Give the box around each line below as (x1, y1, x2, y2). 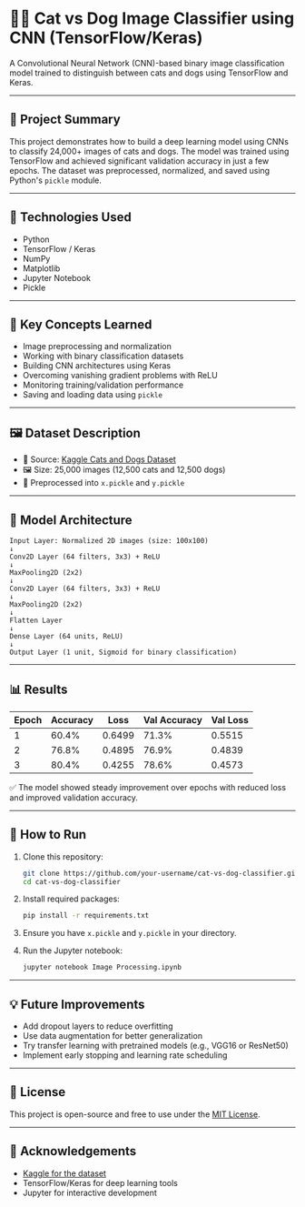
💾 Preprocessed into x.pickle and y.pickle (22, 478, 185, 488)
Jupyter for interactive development (22, 1187, 157, 1198)
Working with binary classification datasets (22, 350, 184, 362)
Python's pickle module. (9, 175, 103, 186)
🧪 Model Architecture (9, 512, 133, 528)
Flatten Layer (9, 616, 64, 625)
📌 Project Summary (9, 112, 121, 127)
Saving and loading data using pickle (22, 389, 163, 400)
